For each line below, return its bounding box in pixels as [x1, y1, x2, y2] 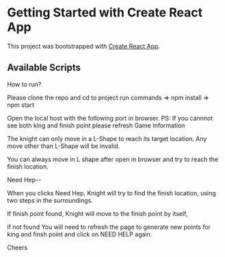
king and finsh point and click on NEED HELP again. [7, 230, 153, 238]
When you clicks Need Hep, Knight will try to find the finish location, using [7, 188, 217, 197]
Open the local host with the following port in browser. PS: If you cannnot [7, 114, 213, 122]
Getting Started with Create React [7, 5, 203, 21]
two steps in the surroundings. [7, 196, 94, 204]
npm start [7, 101, 35, 109]
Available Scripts [7, 62, 81, 73]
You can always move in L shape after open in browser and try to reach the [7, 155, 219, 163]
